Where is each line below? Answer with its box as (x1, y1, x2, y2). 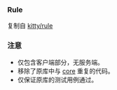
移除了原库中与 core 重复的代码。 (17, 66, 114, 75)
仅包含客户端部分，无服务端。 (17, 58, 104, 66)
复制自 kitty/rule (7, 22, 53, 30)
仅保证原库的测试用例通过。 (17, 75, 98, 84)
